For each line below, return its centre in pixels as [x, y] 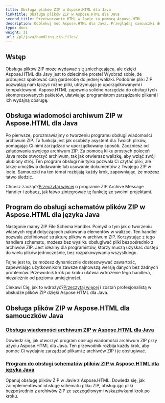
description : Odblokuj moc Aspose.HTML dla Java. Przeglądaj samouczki [80, 23]
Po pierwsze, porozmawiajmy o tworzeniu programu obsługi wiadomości [79, 135]
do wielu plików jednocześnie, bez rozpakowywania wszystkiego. [72, 253]
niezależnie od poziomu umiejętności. [44, 278]
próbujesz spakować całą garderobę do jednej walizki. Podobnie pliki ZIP [79, 79]
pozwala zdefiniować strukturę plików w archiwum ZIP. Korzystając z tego [80, 237]
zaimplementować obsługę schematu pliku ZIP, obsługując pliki [70, 386]
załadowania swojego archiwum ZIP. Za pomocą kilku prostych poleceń [78, 151]
